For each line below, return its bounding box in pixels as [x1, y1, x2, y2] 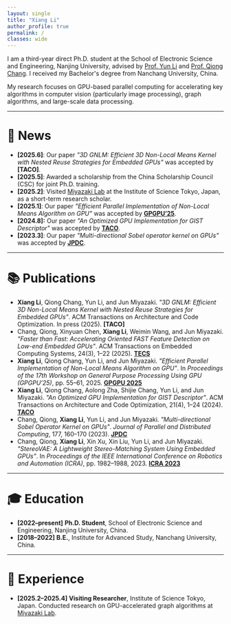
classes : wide [7, 36, 48, 43]
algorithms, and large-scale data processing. [7, 97, 134, 105]
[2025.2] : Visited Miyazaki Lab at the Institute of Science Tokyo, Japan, [16, 188, 221, 196]
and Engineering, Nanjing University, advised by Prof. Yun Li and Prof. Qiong [7, 62, 223, 70]
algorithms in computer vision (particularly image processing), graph [7, 90, 201, 99]
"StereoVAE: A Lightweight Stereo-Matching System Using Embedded [16, 445, 215, 452]
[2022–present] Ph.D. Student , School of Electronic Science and [16, 519, 203, 527]
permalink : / [7, 29, 45, 37]
